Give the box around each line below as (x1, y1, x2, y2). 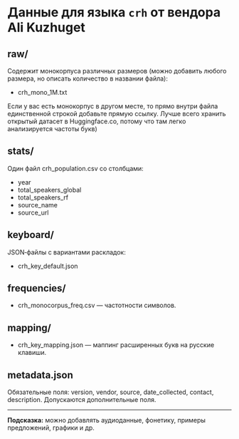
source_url (17, 208, 49, 217)
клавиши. (17, 348, 47, 357)
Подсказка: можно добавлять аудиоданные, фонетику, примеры (7, 416, 206, 425)
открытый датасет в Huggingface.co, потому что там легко (7, 117, 186, 125)
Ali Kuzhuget (7, 19, 85, 36)
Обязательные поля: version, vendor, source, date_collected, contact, (7, 388, 214, 396)
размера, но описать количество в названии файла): (7, 74, 169, 83)
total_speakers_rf (17, 193, 69, 202)
